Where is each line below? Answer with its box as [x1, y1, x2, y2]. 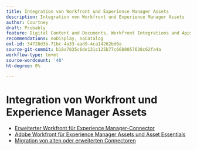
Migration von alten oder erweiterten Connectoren [14, 137, 136, 144]
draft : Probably [6, 25, 46, 31]
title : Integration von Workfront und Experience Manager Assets [6, 8, 169, 15]
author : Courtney [6, 19, 49, 25]
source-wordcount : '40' [6, 57, 64, 63]
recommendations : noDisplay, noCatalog [6, 36, 104, 41]
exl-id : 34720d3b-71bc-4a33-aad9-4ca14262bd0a [6, 41, 122, 47]
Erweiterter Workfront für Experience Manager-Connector [14, 125, 155, 132]
